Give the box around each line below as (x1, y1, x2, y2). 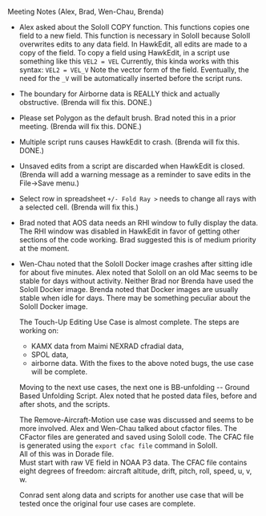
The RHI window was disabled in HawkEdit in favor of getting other (18, 226, 240, 236)
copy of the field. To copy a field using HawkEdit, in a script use (18, 48, 230, 57)
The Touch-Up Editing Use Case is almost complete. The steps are (18, 317, 240, 327)
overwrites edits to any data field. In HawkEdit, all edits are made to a (18, 39, 248, 49)
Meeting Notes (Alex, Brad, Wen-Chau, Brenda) (7, 7, 164, 16)
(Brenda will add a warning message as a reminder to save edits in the (18, 170, 252, 179)
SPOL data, (30, 350, 69, 360)
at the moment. (18, 244, 70, 253)
